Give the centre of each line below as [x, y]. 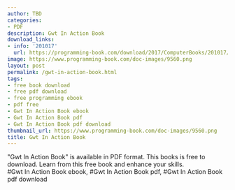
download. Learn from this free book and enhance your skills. [96, 164]
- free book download [39, 85]
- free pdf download [37, 92]
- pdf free [23, 105]
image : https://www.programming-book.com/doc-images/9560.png [100, 59]
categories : [24, 20]
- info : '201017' [33, 46]
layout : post [26, 66]
